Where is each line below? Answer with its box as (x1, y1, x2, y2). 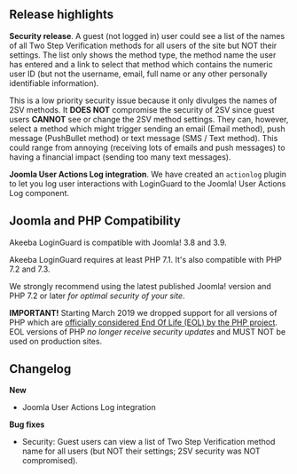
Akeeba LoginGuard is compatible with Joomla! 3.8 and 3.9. (9, 237, 228, 248)
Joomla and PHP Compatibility (9, 213, 182, 229)
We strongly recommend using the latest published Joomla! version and (9, 280, 272, 291)
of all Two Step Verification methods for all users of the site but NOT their (9, 40, 277, 51)
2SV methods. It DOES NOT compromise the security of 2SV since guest (9, 104, 275, 115)
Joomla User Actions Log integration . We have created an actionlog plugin (9, 169, 286, 179)
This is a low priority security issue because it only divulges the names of (9, 95, 277, 106)
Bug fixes (9, 419, 45, 430)
